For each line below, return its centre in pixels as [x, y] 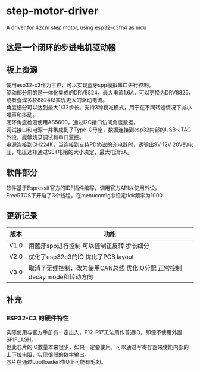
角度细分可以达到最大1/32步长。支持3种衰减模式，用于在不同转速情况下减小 [99, 108]
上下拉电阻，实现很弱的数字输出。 [48, 354]
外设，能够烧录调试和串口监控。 [45, 137]
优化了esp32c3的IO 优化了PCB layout [82, 257]
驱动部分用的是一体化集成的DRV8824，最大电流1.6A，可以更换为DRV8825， [100, 93]
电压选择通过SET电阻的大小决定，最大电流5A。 [74, 152]
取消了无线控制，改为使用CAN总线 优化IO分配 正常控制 [105, 268]
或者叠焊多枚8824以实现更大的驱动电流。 [57, 100]
